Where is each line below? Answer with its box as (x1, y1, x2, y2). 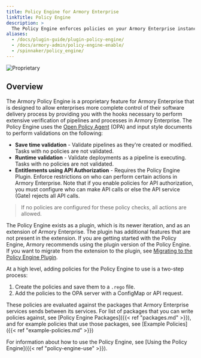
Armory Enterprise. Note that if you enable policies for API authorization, (14, 179, 194, 186)
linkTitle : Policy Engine (6, 14, 71, 20)
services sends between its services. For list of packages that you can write (6, 307, 193, 315)
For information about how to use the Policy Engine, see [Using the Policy (6, 338, 187, 345)
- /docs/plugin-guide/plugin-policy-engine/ (11, 37, 124, 43)
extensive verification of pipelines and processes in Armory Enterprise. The (6, 116, 193, 124)
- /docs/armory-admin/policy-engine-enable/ (11, 43, 124, 49)
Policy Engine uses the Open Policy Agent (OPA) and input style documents (6, 123, 193, 130)
